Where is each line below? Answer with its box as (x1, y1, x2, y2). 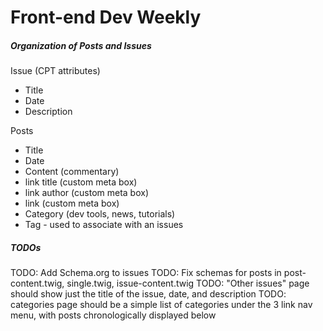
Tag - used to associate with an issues (24, 219, 184, 231)
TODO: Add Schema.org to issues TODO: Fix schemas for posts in (10, 267, 282, 279)
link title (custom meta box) (24, 176, 138, 188)
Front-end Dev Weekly (10, 6, 202, 29)
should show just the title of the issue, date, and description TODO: (10, 288, 287, 300)
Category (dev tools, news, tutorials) (24, 208, 176, 220)
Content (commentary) (24, 166, 120, 178)
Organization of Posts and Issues (10, 39, 152, 51)
